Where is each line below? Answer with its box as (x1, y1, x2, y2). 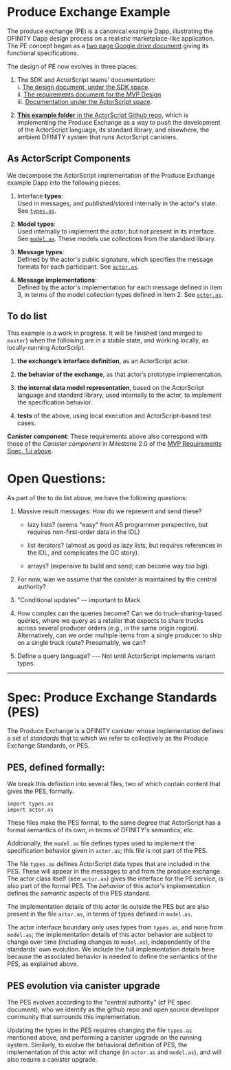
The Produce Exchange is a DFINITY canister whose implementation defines (7, 727, 223, 735)
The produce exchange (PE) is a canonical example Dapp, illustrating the (7, 27, 213, 35)
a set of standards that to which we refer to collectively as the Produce (7, 734, 208, 743)
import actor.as (7, 807, 54, 814)
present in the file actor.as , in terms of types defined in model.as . (7, 910, 192, 918)
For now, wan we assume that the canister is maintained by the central (16, 575, 217, 583)
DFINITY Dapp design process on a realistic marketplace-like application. (7, 34, 214, 42)
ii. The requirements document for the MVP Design (16, 90, 162, 99)
